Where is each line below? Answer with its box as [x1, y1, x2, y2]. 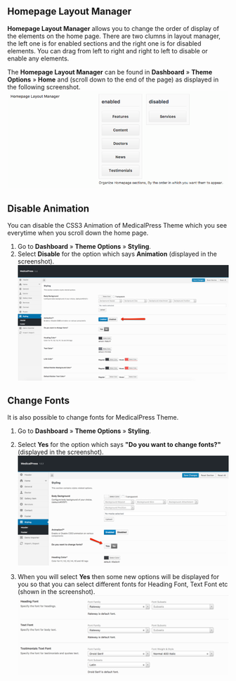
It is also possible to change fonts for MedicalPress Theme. [7, 413, 179, 422]
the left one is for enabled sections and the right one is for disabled [7, 39, 202, 48]
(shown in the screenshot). [17, 588, 96, 596]
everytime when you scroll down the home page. [7, 228, 149, 238]
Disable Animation [7, 202, 90, 214]
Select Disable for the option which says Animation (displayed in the [17, 249, 218, 259]
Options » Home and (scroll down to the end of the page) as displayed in [7, 75, 219, 84]
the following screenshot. [7, 82, 81, 91]
